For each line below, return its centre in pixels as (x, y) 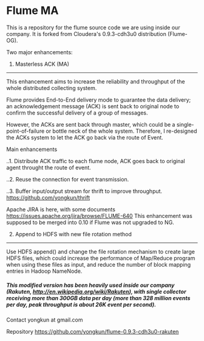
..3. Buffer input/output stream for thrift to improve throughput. (84, 191)
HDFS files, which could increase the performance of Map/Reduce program (101, 258)
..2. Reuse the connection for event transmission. (68, 179)
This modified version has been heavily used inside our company (90, 285)
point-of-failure (25, 131)
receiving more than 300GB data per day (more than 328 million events (98, 298)
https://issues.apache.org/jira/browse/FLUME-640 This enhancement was (99, 216)
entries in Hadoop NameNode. (44, 271)
